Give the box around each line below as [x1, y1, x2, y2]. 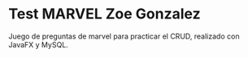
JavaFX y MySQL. [8, 39, 69, 49]
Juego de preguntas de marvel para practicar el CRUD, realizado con [8, 31, 240, 41]
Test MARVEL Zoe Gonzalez [8, 5, 201, 23]
